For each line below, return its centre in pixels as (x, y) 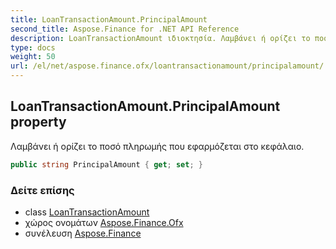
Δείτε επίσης (42, 190)
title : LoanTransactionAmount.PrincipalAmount (109, 19)
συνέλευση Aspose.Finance (83, 233)
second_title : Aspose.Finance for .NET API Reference (125, 29)
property (38, 122)
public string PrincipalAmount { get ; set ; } (106, 164)
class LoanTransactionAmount (87, 212)
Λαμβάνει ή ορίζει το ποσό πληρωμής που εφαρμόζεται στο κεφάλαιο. (157, 146)
